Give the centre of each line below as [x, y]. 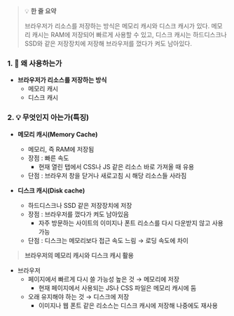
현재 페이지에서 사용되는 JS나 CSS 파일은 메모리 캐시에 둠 [117, 288]
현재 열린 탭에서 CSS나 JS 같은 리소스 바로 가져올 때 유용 [116, 166]
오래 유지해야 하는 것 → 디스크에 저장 [78, 296]
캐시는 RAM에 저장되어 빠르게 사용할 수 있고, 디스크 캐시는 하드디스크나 [129, 35]
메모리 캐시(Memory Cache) [57, 134]
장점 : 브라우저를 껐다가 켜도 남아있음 [78, 214]
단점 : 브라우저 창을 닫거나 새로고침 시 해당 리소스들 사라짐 [107, 176]
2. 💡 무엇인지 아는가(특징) [48, 117]
